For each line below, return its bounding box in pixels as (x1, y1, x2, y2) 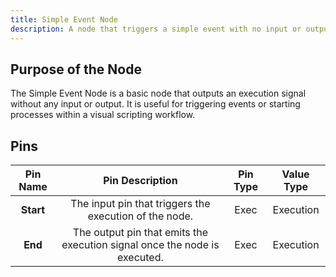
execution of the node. (87, 209, 194, 223)
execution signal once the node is (61, 238, 220, 252)
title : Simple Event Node (10, 14, 118, 25)
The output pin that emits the (72, 226, 208, 240)
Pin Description (103, 174, 178, 188)
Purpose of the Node (10, 61, 142, 78)
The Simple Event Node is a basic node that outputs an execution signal (10, 87, 307, 100)
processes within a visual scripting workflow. (10, 109, 196, 121)
